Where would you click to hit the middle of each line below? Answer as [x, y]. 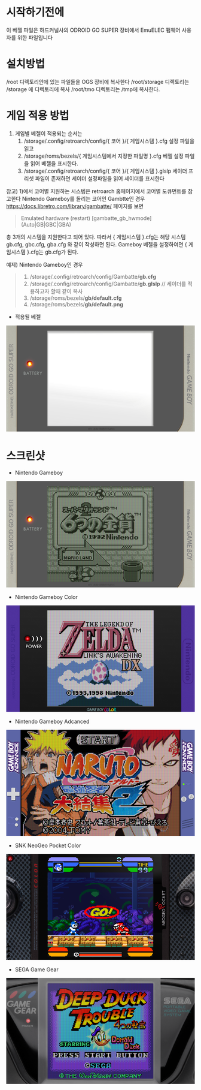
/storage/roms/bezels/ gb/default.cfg [76, 298]
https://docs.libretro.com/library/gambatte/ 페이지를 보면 [75, 206]
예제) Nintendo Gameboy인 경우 [45, 264]
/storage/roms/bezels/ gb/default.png [77, 304]
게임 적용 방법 [38, 116]
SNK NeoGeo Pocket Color [48, 845]
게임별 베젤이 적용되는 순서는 [48, 133]
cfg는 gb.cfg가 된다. [55, 252]
